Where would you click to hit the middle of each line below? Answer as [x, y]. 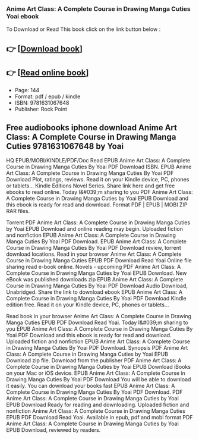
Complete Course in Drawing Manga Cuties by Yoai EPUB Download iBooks [99, 367]
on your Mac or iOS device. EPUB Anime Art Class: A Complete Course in [96, 373]
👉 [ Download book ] [45, 48]
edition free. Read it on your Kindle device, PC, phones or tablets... [88, 305]
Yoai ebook [23, 16]
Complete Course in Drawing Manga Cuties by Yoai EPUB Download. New [97, 273]
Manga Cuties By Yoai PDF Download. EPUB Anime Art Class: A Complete [97, 242]
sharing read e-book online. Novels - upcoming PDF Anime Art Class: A [94, 267]
